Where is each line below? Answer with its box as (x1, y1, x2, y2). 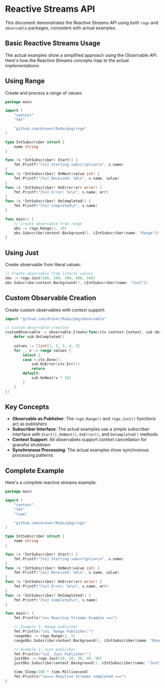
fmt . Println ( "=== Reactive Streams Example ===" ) (14, 615, 118, 621)
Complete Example (5, 467, 64, 475)
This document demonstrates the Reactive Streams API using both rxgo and (5, 20, 159, 26)
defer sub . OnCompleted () (14, 334, 65, 339)
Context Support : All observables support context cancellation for (12, 437, 147, 442)
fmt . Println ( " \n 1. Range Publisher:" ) (14, 629, 93, 634)
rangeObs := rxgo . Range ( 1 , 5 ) (14, 633, 76, 638)
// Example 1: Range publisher (14, 625, 78, 630)
